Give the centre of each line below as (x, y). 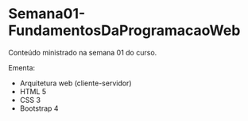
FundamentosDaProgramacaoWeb (124, 30)
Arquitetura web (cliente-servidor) (76, 83)
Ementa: (22, 67)
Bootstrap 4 (39, 108)
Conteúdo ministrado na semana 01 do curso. (83, 52)
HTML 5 (33, 91)
